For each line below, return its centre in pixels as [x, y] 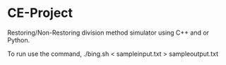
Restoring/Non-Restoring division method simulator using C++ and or [108, 32]
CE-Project [40, 13]
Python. [19, 40]
